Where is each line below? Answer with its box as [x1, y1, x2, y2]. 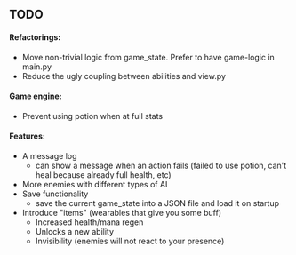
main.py [21, 61, 52, 72]
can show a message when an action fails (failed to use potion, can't [35, 160, 287, 171]
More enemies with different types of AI [21, 179, 168, 189]
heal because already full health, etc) [35, 170, 172, 180]
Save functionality [21, 188, 89, 199]
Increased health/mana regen [35, 217, 144, 227]
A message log [21, 151, 77, 161]
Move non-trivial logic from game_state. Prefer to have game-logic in [21, 52, 276, 62]
